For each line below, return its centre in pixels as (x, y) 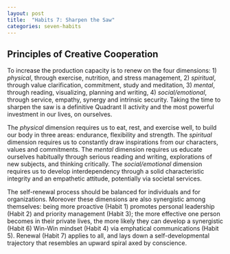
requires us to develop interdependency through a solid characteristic (106, 172)
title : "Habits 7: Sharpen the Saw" (61, 20)
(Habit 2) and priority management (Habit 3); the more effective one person (114, 214)
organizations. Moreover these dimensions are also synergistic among (106, 199)
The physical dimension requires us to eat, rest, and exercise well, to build (112, 128)
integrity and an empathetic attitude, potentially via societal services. (105, 178)
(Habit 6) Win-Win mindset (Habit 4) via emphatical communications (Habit (113, 229)
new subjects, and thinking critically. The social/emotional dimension (105, 164)
